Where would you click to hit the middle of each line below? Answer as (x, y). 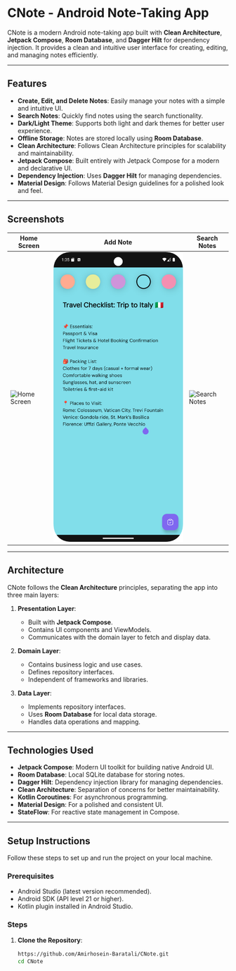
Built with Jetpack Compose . (70, 622)
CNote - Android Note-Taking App (108, 13)
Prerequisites (31, 877)
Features (27, 84)
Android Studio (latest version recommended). (85, 891)
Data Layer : (34, 693)
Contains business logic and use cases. (85, 664)
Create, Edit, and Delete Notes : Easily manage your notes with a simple (121, 101)
